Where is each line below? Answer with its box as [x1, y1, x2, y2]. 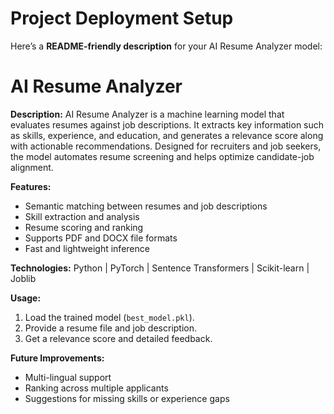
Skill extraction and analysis [24, 210, 140, 222]
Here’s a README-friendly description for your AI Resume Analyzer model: [10, 40, 323, 52]
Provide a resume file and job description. [24, 322, 198, 334]
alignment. [10, 161, 54, 173]
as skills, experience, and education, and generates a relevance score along [10, 129, 324, 141]
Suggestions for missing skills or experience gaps [24, 392, 230, 404]
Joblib [10, 272, 37, 284]
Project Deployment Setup [10, 7, 234, 30]
